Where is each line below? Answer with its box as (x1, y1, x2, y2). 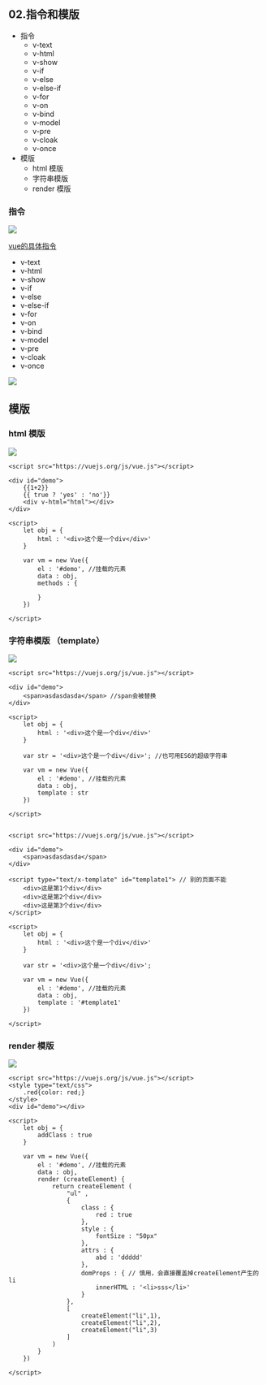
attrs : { (80, 1246, 114, 1255)
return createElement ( (51, 1183, 132, 1191)
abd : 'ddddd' (95, 1253, 144, 1262)
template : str (37, 789, 89, 798)
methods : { (37, 579, 79, 587)
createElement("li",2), (80, 1319, 161, 1327)
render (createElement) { (37, 1175, 126, 1184)
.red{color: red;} (23, 1089, 85, 1097)
